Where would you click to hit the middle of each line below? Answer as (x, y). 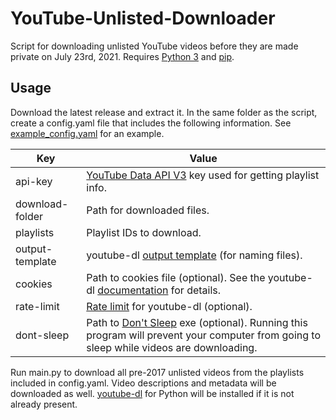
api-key (34, 181)
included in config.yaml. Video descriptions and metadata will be (143, 383)
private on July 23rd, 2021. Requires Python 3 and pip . (122, 56)
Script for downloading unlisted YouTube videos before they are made (154, 46)
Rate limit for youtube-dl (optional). (169, 306)
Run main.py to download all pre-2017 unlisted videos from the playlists (157, 372)
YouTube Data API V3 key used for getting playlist (203, 175)
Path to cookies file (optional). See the (176, 277)
